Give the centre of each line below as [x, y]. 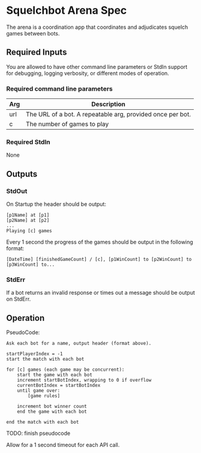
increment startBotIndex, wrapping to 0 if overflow [84, 380]
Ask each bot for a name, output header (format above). [79, 343]
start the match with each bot [45, 359]
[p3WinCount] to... [31, 265]
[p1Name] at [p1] [28, 215]
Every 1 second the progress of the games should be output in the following [100, 242]
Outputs [22, 174]
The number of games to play [67, 124]
